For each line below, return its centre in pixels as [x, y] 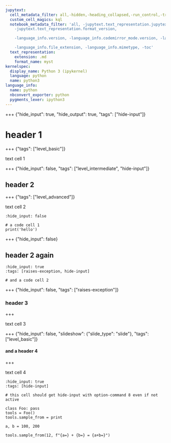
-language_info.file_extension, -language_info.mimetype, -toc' [84, 47]
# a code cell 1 [22, 225]
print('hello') [21, 230]
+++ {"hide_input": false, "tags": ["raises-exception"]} [62, 290]
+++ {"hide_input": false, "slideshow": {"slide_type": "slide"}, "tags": [77, 334]
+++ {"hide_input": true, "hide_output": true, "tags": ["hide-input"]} [76, 114]
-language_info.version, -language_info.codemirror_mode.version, [86, 38]
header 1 [24, 134]
